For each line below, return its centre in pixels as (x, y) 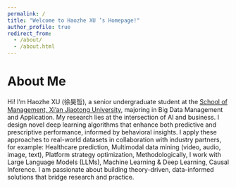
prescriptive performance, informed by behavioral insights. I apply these (112, 132)
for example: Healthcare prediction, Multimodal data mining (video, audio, (114, 147)
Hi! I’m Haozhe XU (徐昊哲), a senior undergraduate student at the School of (117, 101)
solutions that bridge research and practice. (71, 177)
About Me (37, 81)
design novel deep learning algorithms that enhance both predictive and (112, 125)
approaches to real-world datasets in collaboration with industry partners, (114, 139)
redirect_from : (30, 33)
